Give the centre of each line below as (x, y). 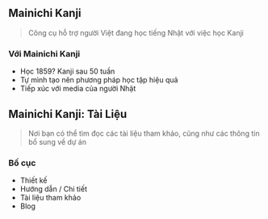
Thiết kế (33, 180)
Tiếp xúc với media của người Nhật (78, 89)
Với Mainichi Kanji (44, 53)
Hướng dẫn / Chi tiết (53, 189)
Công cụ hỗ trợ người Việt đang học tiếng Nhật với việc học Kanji (136, 32)
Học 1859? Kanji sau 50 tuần (67, 71)
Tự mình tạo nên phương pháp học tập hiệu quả (99, 80)
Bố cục (22, 162)
